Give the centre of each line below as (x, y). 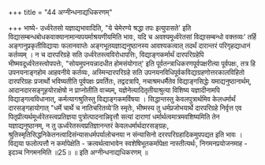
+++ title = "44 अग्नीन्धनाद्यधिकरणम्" (60, 12)
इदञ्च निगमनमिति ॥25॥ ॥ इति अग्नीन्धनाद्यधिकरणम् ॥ (78, 152)
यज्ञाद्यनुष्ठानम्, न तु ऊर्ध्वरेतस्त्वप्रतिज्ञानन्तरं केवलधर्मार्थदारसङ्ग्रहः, (89, 126)
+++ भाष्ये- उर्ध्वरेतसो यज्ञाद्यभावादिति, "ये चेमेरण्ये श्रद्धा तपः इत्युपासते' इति (100, 28)
